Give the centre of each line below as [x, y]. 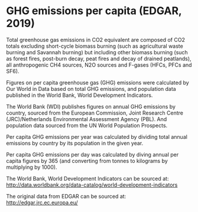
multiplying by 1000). [32, 167]
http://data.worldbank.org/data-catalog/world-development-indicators [92, 185]
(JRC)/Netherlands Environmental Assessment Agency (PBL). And [87, 119]
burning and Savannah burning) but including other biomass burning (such [97, 52]
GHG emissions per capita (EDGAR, [94, 11]
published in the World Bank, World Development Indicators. [79, 95]
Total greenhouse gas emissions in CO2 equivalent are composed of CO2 [95, 40]
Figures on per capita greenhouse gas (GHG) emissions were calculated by [98, 82]
